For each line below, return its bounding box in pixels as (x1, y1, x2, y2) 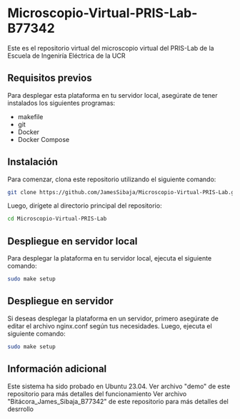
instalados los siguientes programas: (7, 99, 116, 107)
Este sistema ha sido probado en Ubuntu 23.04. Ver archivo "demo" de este (7, 382, 231, 390)
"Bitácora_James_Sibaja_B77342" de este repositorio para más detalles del (7, 397, 229, 405)
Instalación (7, 156, 59, 168)
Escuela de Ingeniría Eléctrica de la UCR (7, 51, 126, 60)
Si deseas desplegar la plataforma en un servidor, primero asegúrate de (7, 314, 219, 323)
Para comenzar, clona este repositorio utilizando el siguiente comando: (7, 175, 216, 183)
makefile (17, 112, 44, 121)
